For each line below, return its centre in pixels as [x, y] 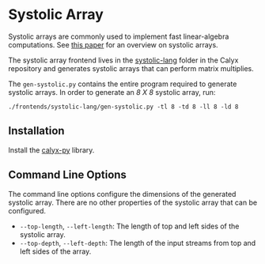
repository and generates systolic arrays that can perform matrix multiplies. [131, 68]
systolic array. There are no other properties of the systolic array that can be [133, 202]
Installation [36, 131]
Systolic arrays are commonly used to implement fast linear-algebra [119, 36]
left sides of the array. [55, 251]
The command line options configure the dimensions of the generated [122, 194]
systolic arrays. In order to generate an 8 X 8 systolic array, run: [112, 92]
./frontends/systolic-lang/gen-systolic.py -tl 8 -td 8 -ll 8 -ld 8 [123, 107]
